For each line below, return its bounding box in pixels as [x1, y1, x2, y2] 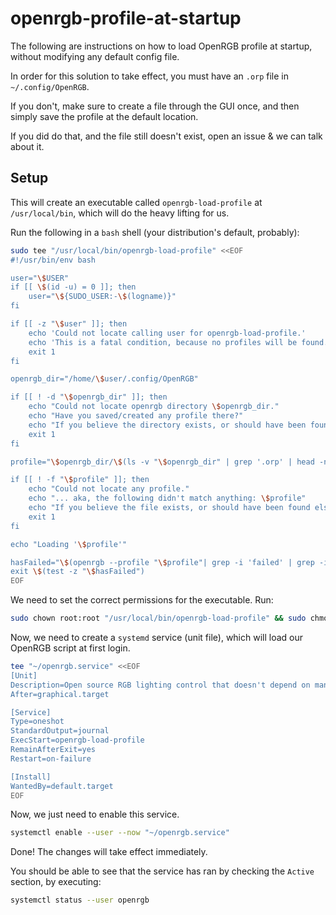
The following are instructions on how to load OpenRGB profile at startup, [10, 40, 313, 52]
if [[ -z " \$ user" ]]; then [10, 319, 128, 329]
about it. [10, 140, 45, 152]
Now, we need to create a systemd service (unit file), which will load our [10, 632, 304, 643]
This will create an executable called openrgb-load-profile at [10, 196, 263, 208]
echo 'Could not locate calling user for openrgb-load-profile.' [28, 328, 307, 338]
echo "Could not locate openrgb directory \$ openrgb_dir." [28, 402, 280, 412]
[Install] [10, 772, 52, 782]
